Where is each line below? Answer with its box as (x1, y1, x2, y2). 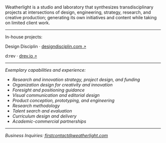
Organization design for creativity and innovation (12, 82, 113, 87)
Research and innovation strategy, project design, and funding (12, 77, 140, 83)
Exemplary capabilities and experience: (5, 67, 86, 73)
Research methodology (12, 103, 60, 109)
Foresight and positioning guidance (12, 87, 85, 93)
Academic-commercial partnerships (12, 118, 86, 124)
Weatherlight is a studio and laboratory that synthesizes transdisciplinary (5, 4, 154, 10)
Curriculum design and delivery (12, 113, 77, 119)
